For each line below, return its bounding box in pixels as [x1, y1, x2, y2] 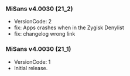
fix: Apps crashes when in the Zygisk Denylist [13, 24, 124, 31]
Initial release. [13, 64, 48, 71]
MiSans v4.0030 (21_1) [5, 45, 71, 53]
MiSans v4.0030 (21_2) [5, 5, 74, 13]
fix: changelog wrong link [13, 30, 76, 37]
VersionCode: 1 [13, 58, 51, 65]
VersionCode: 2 [13, 18, 52, 25]
